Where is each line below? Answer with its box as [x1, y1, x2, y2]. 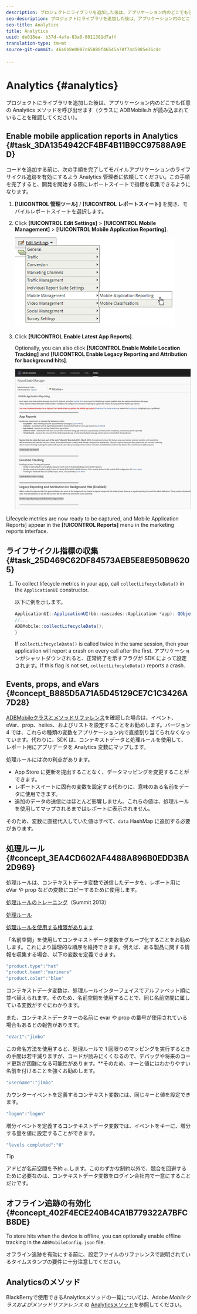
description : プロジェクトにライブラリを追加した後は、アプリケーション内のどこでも [6, 9, 189, 15]
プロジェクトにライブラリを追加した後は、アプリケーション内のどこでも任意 [6, 99, 191, 106]
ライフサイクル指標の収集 [6, 546, 98, 556]
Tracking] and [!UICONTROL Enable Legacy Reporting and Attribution [14, 350, 188, 358]
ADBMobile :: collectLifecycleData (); [14, 623, 104, 630]
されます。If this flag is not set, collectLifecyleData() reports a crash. [14, 661, 186, 669]
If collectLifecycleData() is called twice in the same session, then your [14, 640, 189, 647]
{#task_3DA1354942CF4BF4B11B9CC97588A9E [6, 140, 186, 150]
